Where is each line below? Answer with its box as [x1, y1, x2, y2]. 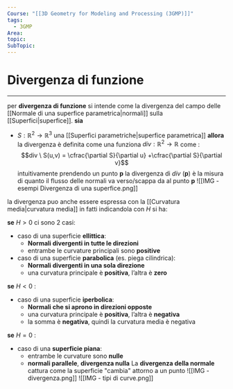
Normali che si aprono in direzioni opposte [27, 303, 153, 311]
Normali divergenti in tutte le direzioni [27, 239, 139, 248]
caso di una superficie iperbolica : [17, 295, 114, 304]
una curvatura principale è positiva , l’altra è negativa [27, 310, 180, 319]
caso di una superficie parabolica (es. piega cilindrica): [17, 254, 175, 262]
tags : [7, 17, 23, 24]
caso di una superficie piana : [17, 345, 103, 353]
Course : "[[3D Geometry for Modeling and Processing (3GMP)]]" [7, 10, 194, 17]
